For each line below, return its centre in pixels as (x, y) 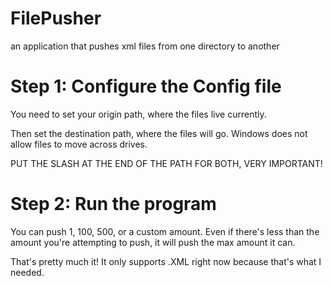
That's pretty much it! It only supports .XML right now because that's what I (166, 261)
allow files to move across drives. (79, 144)
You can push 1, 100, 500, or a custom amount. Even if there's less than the (165, 231)
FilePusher (56, 18)
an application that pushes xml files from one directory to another (145, 46)
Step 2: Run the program (113, 204)
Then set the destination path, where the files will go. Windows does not (159, 133)
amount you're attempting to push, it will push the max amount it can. (153, 242)
